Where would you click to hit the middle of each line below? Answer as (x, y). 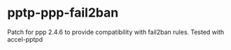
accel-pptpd (25, 39)
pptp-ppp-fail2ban (63, 13)
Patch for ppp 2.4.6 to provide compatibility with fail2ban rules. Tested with (116, 32)
